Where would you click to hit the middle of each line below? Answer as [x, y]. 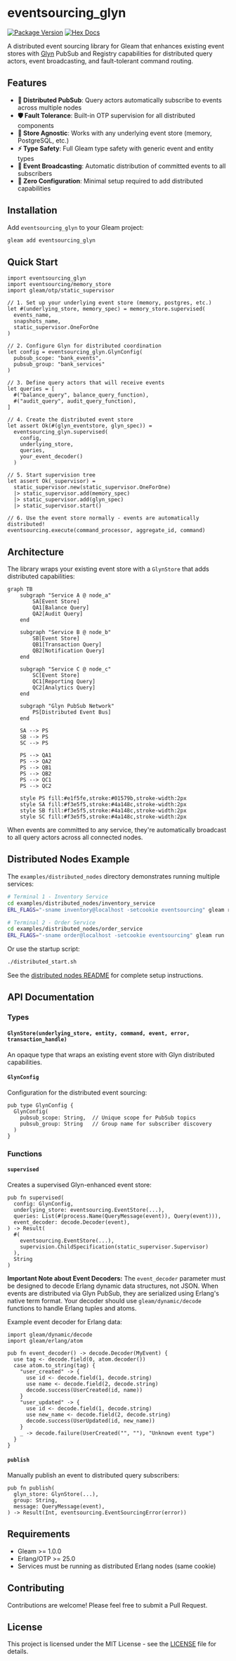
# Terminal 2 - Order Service [52, 922]
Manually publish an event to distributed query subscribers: [93, 1475]
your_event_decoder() [51, 457]
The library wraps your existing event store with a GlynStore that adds [108, 569]
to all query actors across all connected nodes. [75, 837]
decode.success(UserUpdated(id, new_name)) [91, 1421]
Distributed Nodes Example [68, 859]
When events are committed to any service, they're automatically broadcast [117, 830]
